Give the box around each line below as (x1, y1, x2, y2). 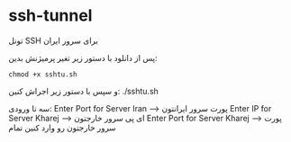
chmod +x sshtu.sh (8, 69, 77, 79)
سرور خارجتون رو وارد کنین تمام (8, 122, 116, 133)
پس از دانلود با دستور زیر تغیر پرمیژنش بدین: (8, 52, 159, 63)
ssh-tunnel (8, 5, 93, 26)
